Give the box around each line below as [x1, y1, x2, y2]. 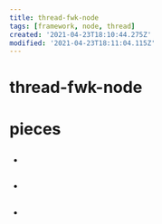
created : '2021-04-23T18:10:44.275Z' [9, 30, 152, 39]
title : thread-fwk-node [9, 13, 100, 23]
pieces [9, 118, 62, 139]
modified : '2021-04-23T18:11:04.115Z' [9, 38, 156, 48]
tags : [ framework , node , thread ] [9, 22, 136, 31]
